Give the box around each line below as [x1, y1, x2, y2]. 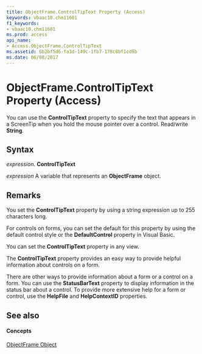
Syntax [6, 144, 34, 154]
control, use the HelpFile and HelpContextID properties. [6, 292, 148, 300]
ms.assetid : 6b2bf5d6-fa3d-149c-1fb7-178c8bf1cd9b [6, 49, 138, 55]
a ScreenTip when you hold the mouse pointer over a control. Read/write [6, 120, 189, 128]
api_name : [6, 37, 32, 43]
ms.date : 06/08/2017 [6, 54, 59, 60]
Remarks [6, 190, 41, 200]
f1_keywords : [6, 20, 40, 26]
